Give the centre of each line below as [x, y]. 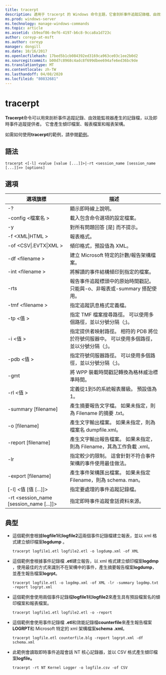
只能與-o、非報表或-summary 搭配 [111, 289]
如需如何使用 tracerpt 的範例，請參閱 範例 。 [48, 134]
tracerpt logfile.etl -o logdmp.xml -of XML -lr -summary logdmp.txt [85, 583]
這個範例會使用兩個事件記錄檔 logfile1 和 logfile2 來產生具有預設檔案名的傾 [86, 597]
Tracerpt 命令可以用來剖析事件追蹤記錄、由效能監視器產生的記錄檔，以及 [79, 117]
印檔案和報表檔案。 [32, 603]
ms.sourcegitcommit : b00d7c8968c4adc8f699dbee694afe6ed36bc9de [72, 60]
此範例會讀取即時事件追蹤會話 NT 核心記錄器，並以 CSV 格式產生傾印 [83, 652]
